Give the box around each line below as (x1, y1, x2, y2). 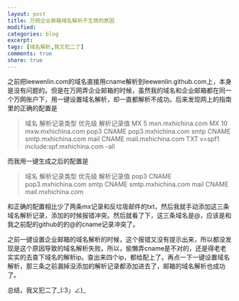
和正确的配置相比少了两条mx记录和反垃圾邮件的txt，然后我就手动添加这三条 (7, 202, 230, 211)
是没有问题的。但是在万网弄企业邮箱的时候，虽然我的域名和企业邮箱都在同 (7, 86, 225, 95)
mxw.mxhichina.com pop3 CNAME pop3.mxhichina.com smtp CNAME (24, 127, 231, 135)
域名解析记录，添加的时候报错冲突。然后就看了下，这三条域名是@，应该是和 (7, 211, 232, 219)
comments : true (7, 51, 53, 58)
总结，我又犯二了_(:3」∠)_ (7, 285, 86, 294)
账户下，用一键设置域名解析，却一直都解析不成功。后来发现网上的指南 (26, 95, 232, 103)
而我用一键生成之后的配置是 (7, 157, 89, 165)
